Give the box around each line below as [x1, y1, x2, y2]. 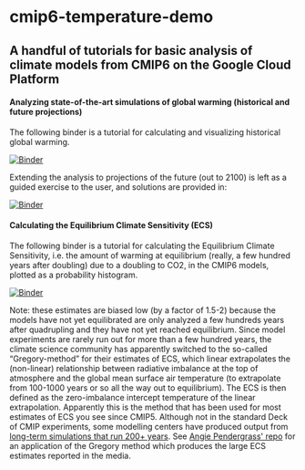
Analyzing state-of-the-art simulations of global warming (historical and [9, 97, 290, 108]
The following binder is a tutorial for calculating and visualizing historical [9, 126, 280, 138]
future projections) [9, 107, 83, 118]
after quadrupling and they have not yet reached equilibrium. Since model [9, 324, 286, 335]
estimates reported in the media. [9, 450, 132, 461]
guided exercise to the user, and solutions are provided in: [9, 181, 228, 193]
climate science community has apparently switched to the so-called [9, 343, 269, 354]
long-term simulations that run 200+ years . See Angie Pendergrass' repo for [9, 431, 296, 442]
